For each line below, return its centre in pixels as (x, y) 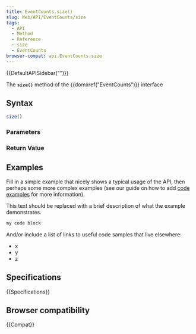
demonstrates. (24, 212)
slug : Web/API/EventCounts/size (46, 17)
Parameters (23, 132)
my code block (24, 223)
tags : (13, 23)
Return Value (25, 148)
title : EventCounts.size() (39, 12)
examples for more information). (45, 194)
